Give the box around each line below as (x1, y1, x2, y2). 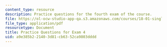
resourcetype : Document (5, 25, 55, 30)
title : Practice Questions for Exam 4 (5, 30, 85, 35)
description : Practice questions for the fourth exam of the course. (5, 12, 153, 17)
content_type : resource (5, 7, 55, 12)
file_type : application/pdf (5, 21, 64, 26)
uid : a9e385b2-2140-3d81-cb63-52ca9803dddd (5, 35, 97, 40)
